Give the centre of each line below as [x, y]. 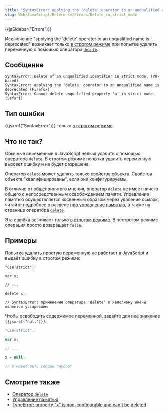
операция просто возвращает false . [44, 225]
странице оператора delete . [35, 210]
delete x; [15, 293]
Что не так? [24, 141]
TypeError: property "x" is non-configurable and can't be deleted [79, 405]
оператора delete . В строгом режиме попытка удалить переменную [78, 159]
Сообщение [24, 65]
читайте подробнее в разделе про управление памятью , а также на [78, 204]
